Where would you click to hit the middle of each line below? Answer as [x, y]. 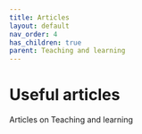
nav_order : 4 [33, 34]
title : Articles [39, 17]
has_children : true [46, 42]
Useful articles [65, 95]
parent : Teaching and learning [67, 51]
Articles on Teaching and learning [71, 120]
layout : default [39, 26]
